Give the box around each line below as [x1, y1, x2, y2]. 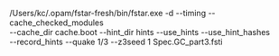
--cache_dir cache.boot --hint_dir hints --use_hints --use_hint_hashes [9, 27, 271, 37]
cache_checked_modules [9, 17, 104, 28]
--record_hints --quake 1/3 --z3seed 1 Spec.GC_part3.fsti [9, 36, 223, 47]
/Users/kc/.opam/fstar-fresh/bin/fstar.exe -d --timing [9, 8, 206, 18]
